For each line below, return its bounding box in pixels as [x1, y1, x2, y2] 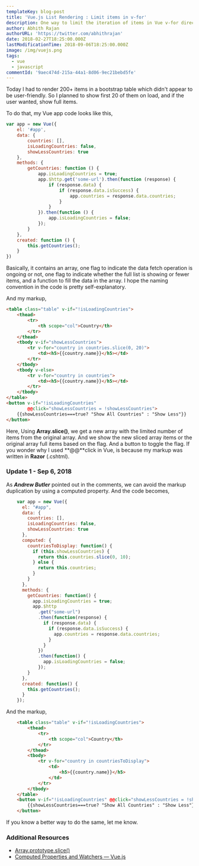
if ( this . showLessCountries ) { [32, 548, 110, 554]
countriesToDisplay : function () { [27, 543, 113, 549]
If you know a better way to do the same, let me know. [6, 819, 138, 826]
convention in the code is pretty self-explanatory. [6, 283, 126, 291]
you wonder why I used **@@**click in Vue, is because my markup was [6, 446, 183, 453]
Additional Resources [6, 833, 69, 842]
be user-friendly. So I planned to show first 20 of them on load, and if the [6, 92, 185, 99]
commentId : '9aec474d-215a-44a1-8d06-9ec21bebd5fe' [6, 69, 136, 75]
